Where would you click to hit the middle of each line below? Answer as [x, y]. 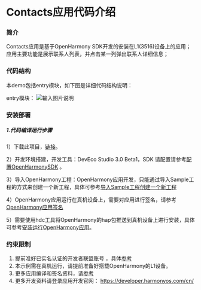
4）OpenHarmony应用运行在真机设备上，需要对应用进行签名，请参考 [92, 199]
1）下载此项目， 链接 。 [33, 146]
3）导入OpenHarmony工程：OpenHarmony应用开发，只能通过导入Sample [98, 179]
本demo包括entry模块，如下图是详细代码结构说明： [69, 85]
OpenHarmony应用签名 [35, 207]
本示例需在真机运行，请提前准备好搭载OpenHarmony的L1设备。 [93, 265]
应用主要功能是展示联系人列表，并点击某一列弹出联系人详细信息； [87, 54]
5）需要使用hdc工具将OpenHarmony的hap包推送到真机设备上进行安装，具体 [100, 219]
